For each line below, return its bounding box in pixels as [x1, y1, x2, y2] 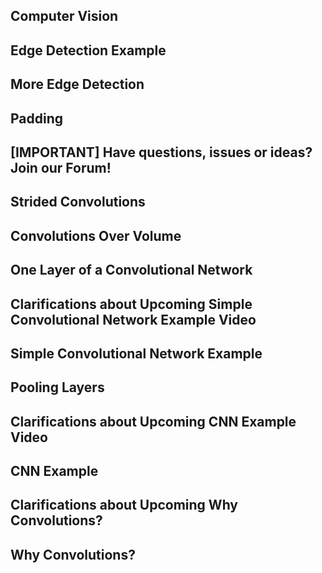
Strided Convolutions [10, 194, 146, 211]
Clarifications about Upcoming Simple [10, 295, 253, 313]
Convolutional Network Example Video [10, 311, 257, 328]
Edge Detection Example [10, 42, 167, 59]
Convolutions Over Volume [10, 227, 182, 244]
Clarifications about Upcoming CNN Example [10, 413, 297, 430]
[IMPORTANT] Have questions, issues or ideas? [10, 144, 313, 161]
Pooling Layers [10, 379, 105, 396]
